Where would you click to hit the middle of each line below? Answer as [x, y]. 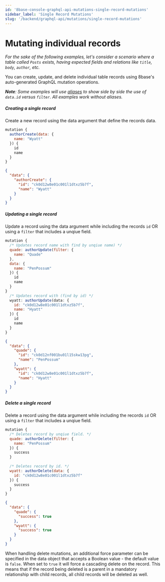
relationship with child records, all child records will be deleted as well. [77, 574]
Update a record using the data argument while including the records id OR [82, 226]
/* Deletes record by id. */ [39, 467]
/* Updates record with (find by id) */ [51, 296]
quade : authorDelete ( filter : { [42, 439]
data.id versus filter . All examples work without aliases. [64, 97]
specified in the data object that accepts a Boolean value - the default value [82, 558]
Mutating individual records [63, 43]
